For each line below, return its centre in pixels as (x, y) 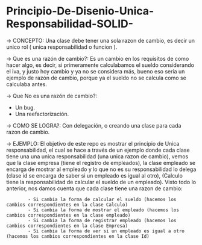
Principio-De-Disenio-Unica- (80, 11)
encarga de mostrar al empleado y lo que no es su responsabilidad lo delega (101, 169)
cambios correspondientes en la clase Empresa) (67, 226)
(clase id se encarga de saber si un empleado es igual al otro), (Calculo (94, 175)
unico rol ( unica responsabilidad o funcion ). (62, 47)
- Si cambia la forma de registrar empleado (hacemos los (102, 220)
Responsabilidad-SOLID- (70, 24)
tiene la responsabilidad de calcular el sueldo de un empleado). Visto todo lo (101, 182)
